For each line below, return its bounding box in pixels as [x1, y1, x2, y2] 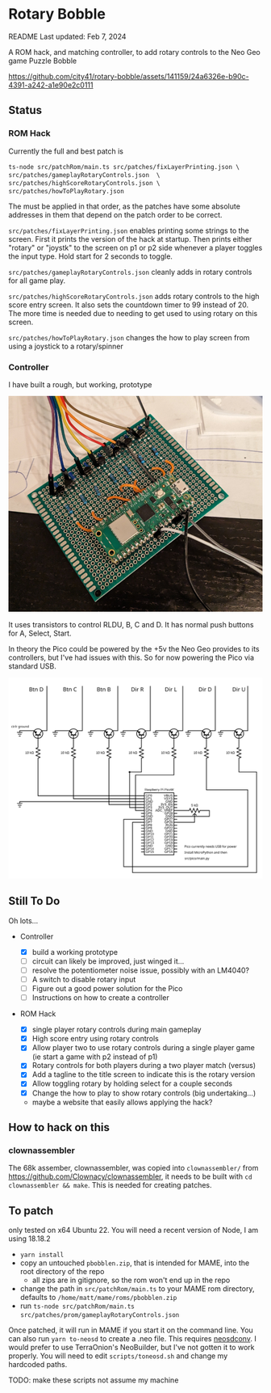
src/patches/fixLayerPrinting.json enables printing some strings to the [8, 226, 250, 235]
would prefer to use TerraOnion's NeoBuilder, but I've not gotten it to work [8, 1343, 255, 1353]
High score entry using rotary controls [31, 1034, 159, 1044]
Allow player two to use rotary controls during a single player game [31, 1043, 256, 1053]
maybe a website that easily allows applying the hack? [31, 1097, 213, 1107]
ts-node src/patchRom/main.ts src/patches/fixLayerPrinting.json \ [8, 163, 240, 171]
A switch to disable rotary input [31, 974, 136, 984]
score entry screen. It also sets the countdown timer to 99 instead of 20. [8, 300, 249, 310]
